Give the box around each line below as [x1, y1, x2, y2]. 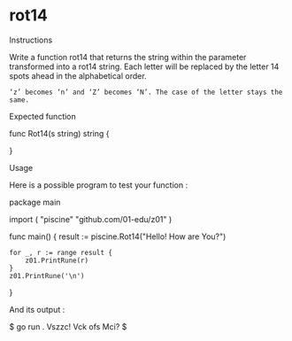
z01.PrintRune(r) [25, 256, 89, 265]
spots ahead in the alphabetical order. [9, 70, 148, 81]
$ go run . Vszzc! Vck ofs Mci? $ [9, 321, 127, 332]
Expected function [9, 111, 77, 121]
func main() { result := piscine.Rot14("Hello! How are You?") [9, 231, 227, 242]
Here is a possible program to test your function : [9, 179, 188, 190]
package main [9, 197, 61, 207]
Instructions [9, 35, 53, 45]
